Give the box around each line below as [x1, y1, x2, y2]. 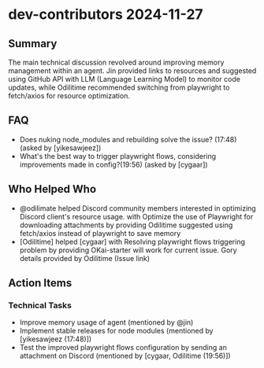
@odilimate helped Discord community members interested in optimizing [19, 203, 256, 213]
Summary [8, 37, 58, 50]
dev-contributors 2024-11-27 [8, 6, 203, 24]
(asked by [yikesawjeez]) [19, 143, 102, 153]
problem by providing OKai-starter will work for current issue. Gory [19, 245, 238, 255]
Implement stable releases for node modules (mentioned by [19, 326, 214, 336]
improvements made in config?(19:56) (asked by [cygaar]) [19, 160, 208, 169]
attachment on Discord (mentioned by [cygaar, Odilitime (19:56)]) [19, 351, 231, 361]
